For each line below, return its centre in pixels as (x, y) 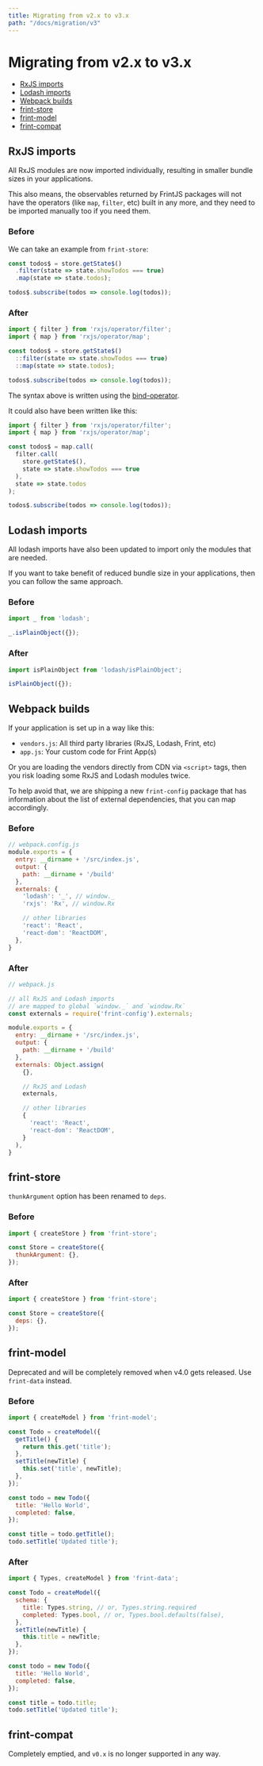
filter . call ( (37, 454)
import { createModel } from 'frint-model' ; (83, 1418)
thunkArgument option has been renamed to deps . (87, 1196)
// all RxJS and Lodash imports (61, 998)
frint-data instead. (40, 1380)
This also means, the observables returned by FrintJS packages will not (125, 194)
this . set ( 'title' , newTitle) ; (72, 1469)
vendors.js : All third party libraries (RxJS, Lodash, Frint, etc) (118, 744)
